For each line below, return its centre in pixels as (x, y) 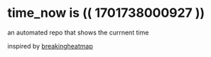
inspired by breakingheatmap (50, 46)
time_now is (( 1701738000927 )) (106, 13)
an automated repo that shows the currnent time (78, 32)
